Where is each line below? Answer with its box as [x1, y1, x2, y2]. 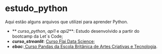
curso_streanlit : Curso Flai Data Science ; [12, 38, 96, 44]
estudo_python [5, 3, 68, 14]
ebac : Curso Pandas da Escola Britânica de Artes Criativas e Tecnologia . [12, 43, 158, 49]
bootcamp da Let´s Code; [12, 33, 63, 39]
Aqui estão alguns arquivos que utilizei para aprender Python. [5, 19, 129, 25]
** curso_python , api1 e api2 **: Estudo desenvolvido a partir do [12, 28, 140, 34]
